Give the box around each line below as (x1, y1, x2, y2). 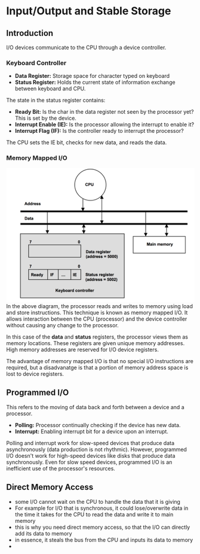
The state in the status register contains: (6, 97, 106, 104)
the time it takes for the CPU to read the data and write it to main (14, 510, 174, 518)
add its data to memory (14, 529, 72, 537)
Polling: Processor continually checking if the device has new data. (14, 421, 181, 428)
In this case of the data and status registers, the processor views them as (6, 333, 188, 340)
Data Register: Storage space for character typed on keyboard (14, 72, 170, 80)
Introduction (6, 28, 54, 38)
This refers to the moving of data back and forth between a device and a (6, 403, 184, 410)
